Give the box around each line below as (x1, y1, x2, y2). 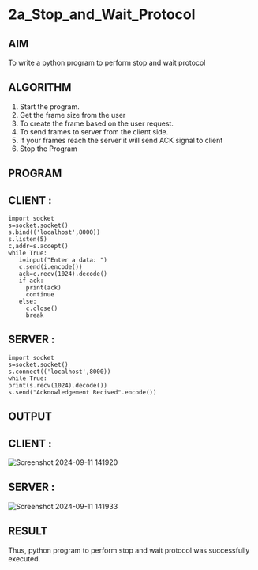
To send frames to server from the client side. (19, 126, 169, 136)
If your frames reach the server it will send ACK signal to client (19, 135, 223, 145)
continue (25, 291, 55, 299)
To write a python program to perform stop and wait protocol (8, 58, 206, 67)
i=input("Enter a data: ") (18, 256, 108, 264)
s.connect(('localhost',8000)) (8, 368, 111, 376)
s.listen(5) (8, 236, 47, 243)
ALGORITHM (8, 81, 72, 94)
